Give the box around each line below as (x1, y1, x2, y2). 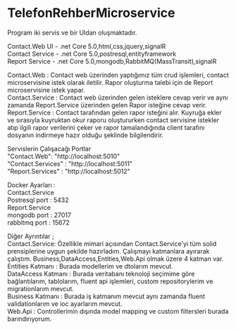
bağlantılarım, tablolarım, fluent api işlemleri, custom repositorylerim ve (7, 277, 213, 285)
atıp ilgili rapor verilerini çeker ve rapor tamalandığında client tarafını (7, 123, 205, 131)
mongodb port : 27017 (7, 211, 72, 219)
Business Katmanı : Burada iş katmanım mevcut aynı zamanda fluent (7, 292, 206, 300)
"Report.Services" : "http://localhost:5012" (7, 167, 130, 175)
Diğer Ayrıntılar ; (7, 232, 54, 240)
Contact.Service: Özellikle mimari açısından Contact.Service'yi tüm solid (7, 239, 217, 248)
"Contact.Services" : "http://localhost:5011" (7, 159, 132, 167)
